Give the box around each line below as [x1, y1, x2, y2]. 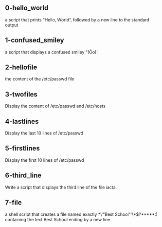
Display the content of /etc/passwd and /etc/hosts [5, 103, 106, 109]
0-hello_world [5, 4, 49, 12]
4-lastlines [5, 117, 39, 126]
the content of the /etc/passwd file [5, 76, 74, 82]
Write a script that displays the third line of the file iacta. [5, 184, 117, 190]
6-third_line [5, 171, 42, 180]
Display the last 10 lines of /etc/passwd [5, 130, 84, 136]
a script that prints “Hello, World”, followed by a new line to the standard [5, 17, 149, 22]
